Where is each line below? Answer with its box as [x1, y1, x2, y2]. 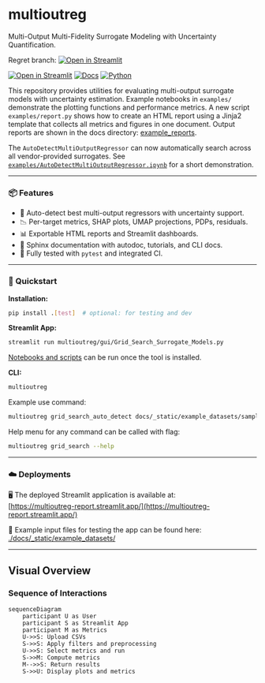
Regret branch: [8, 55, 57, 65]
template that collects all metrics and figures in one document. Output [8, 119, 235, 129]
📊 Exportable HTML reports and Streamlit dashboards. [19, 229, 199, 238]
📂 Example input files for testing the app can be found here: [8, 525, 202, 535]
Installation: [8, 293, 49, 303]
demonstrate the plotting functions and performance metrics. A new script [8, 103, 250, 112]
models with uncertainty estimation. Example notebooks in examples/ [8, 94, 232, 103]
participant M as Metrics [22, 625, 108, 634]
